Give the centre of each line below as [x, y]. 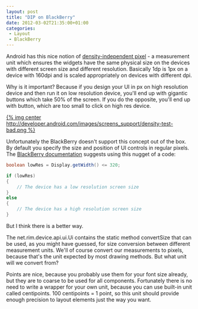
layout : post [22, 12]
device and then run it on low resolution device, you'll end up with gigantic [97, 93]
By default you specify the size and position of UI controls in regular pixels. [98, 148]
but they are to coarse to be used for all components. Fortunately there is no [99, 280]
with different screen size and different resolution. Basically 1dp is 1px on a [97, 69]
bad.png [16, 130]
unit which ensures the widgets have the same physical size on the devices [98, 63]
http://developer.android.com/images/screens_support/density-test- [90, 124]
